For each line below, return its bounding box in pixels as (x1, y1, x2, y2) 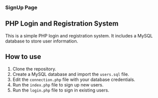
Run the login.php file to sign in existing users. (12, 87, 110, 93)
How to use (5, 52, 41, 61)
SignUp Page (5, 4, 38, 11)
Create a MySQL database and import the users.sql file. (12, 71, 129, 77)
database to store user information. (5, 38, 78, 44)
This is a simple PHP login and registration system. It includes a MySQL (5, 32, 153, 38)
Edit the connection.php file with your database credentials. (12, 76, 135, 82)
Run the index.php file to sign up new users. (12, 81, 104, 87)
